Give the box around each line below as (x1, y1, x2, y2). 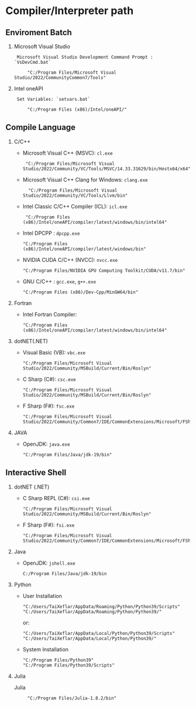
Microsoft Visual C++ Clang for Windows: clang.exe (22, 176, 148, 183)
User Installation (22, 592, 62, 599)
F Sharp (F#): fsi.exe (22, 521, 75, 528)
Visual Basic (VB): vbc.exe (22, 349, 86, 356)
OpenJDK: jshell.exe (22, 559, 75, 566)
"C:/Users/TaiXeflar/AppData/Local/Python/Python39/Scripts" (22, 630, 175, 636)
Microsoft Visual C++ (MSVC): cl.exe (22, 149, 113, 156)
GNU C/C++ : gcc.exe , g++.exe (22, 278, 97, 285)
